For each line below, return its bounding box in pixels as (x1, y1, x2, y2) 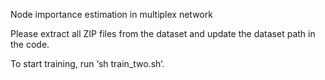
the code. (10, 39, 50, 50)
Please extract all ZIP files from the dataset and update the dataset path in (10, 28, 316, 39)
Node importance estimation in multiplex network (10, 9, 213, 20)
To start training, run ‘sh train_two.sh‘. (10, 58, 165, 69)
